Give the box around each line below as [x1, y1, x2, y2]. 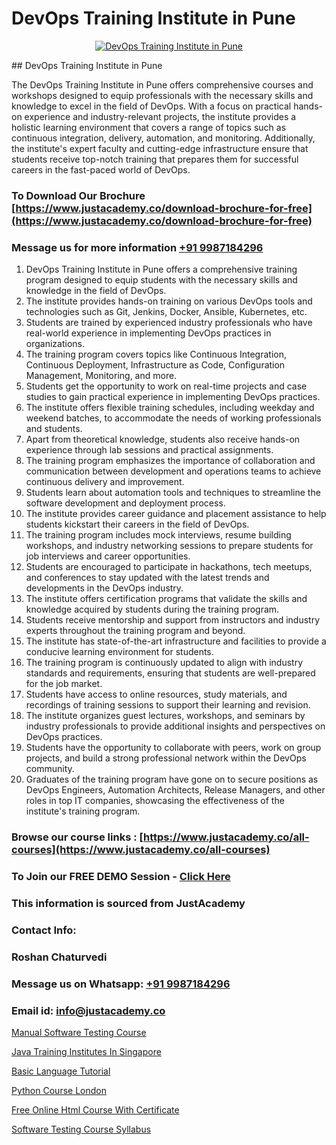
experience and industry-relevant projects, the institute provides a [24, 110, 297, 122]
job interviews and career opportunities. [25, 550, 191, 562]
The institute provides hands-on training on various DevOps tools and [25, 295, 313, 307]
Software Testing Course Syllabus [11, 1123, 152, 1135]
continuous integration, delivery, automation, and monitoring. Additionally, [11, 132, 316, 144]
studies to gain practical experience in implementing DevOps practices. [25, 391, 321, 403]
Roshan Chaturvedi [11, 950, 108, 964]
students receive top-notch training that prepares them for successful [11, 153, 299, 165]
